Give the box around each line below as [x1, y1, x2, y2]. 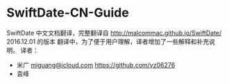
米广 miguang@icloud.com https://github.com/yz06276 [16, 60, 176, 69]
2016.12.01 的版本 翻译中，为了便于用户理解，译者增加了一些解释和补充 [6, 37, 210, 46]
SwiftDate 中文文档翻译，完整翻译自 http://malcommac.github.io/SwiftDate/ [6, 28, 222, 37]
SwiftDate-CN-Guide [6, 5, 129, 21]
